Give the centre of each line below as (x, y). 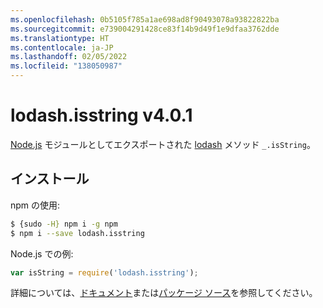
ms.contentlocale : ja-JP (62, 47)
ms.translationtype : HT (60, 38)
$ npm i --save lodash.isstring (77, 233)
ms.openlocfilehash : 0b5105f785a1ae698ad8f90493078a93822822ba (145, 19)
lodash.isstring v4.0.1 (101, 115)
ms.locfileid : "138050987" (66, 66)
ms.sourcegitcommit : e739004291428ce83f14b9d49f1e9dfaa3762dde (145, 29)
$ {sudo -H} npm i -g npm (64, 224)
